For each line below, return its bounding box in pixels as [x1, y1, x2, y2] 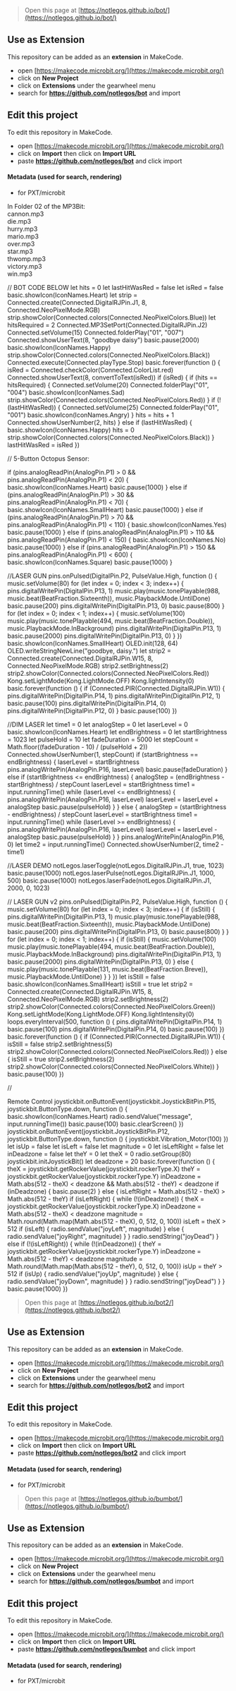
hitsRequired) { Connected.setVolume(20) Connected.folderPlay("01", [7, 380, 209, 389]
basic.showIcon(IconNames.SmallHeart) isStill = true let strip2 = [7, 980, 194, 988]
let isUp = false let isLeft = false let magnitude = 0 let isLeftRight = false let [7, 1142, 224, 1151]
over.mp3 [7, 239, 35, 248]
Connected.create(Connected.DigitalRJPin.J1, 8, [7, 298, 148, 306]
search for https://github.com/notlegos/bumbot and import [17, 1577, 194, 1586]
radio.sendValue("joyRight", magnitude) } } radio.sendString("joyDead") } [7, 1232, 220, 1240]
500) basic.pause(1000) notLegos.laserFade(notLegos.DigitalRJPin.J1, [7, 876, 212, 885]
